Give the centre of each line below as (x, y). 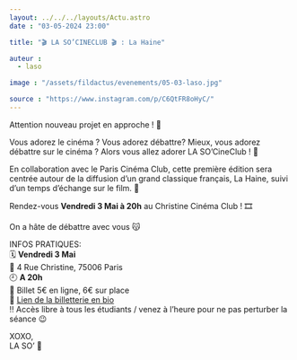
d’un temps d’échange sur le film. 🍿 (74, 188)
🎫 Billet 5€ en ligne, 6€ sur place (70, 290)
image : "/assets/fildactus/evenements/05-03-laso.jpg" (116, 83)
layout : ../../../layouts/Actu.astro (80, 18)
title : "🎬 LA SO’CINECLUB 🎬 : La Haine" (87, 42)
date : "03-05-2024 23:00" (60, 26)
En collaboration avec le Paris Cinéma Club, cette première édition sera (141, 169)
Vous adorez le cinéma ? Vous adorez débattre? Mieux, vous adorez (135, 142)
